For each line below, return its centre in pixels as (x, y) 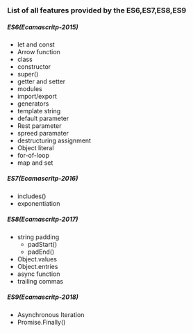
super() (28, 74)
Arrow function (39, 51)
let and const (36, 44)
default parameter (43, 118)
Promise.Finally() (41, 322)
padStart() (42, 244)
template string (39, 111)
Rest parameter (39, 125)
